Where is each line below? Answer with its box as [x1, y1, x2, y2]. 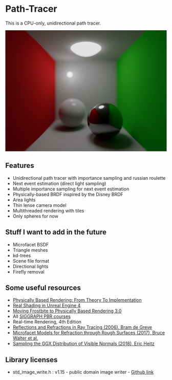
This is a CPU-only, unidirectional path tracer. [5, 20, 101, 26]
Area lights [12, 197, 36, 203]
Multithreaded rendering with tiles [12, 207, 84, 214]
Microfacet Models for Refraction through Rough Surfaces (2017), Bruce [12, 330, 165, 336]
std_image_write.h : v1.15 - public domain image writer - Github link [12, 369, 154, 375]
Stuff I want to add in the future [5, 228, 106, 237]
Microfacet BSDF [12, 241, 49, 247]
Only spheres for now [12, 213, 59, 219]
